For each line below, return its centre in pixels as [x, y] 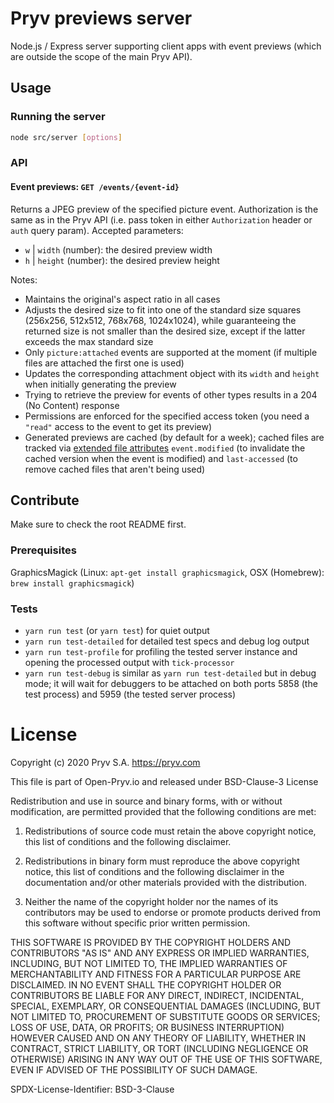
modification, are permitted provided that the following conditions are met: [163, 811]
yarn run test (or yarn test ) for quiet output [117, 631]
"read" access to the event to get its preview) [118, 426]
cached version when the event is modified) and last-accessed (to [161, 458]
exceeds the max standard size [89, 341]
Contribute [45, 500]
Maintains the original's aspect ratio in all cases [122, 299]
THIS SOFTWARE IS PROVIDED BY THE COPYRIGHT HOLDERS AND [151, 942]
